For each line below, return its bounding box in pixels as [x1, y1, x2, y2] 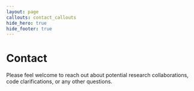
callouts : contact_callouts [6, 14, 77, 20]
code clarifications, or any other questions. [6, 78, 113, 85]
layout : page [6, 8, 39, 15]
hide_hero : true [6, 20, 47, 26]
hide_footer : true [6, 25, 52, 32]
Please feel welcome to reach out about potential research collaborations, [6, 72, 189, 79]
